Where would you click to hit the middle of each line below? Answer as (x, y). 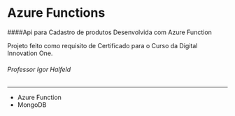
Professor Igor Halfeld (39, 69)
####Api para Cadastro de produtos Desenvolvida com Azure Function (109, 32)
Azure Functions (56, 13)
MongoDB (32, 105)
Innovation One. (30, 53)
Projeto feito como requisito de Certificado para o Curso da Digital (102, 45)
